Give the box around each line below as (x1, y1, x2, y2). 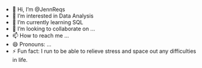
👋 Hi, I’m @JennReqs (12, 6, 65, 13)
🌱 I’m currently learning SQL (12, 19, 84, 25)
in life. (12, 56, 28, 63)
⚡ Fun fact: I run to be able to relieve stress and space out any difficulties (12, 47, 196, 55)
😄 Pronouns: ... (12, 41, 52, 48)
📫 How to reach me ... (12, 32, 69, 39)
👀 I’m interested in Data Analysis (12, 12, 94, 19)
